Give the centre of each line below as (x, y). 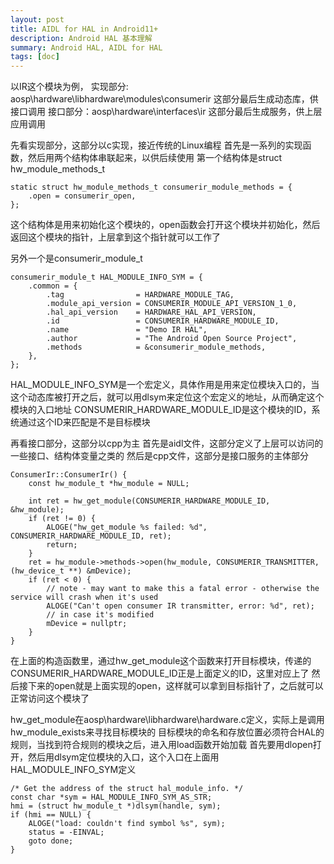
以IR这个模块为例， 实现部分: (69, 87)
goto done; (51, 841)
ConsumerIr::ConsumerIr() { (69, 475)
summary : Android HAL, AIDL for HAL (86, 47)
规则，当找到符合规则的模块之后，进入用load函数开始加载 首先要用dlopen (161, 745)
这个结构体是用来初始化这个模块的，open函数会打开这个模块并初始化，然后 (165, 225)
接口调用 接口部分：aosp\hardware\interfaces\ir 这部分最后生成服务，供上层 (166, 112)
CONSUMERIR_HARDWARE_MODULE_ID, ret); (91, 536)
